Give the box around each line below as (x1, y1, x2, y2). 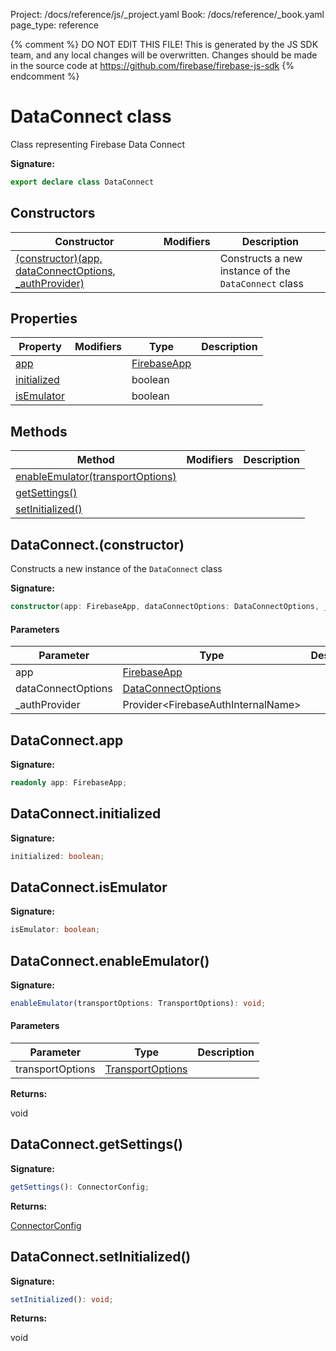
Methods (10, 423, 68, 440)
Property (18, 340, 62, 354)
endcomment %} (10, 70, 80, 82)
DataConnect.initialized (10, 805, 162, 823)
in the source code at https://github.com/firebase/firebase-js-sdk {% (10, 60, 295, 71)
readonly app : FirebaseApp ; (10, 777, 128, 788)
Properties (10, 310, 78, 328)
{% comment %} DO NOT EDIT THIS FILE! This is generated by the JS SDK (10, 39, 319, 50)
